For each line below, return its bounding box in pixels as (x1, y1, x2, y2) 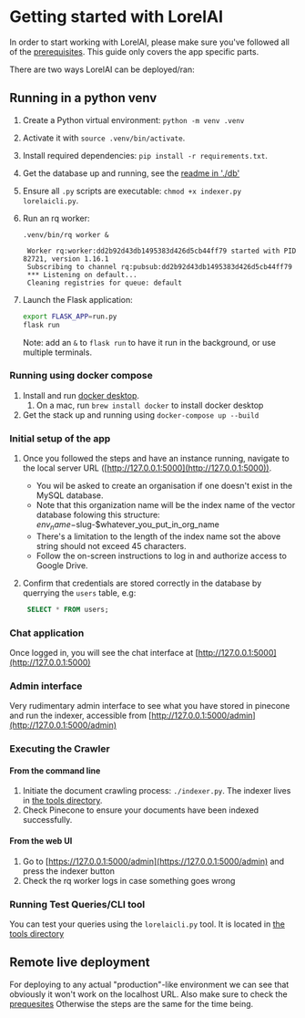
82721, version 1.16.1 (22, 254, 109, 264)
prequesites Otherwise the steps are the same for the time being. (9, 998, 254, 1009)
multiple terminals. (22, 347, 93, 358)
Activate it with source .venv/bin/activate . (22, 132, 186, 143)
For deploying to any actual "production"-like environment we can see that (9, 979, 290, 990)
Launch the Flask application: (22, 294, 134, 305)
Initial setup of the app (9, 431, 111, 444)
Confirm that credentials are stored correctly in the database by (22, 577, 262, 588)
